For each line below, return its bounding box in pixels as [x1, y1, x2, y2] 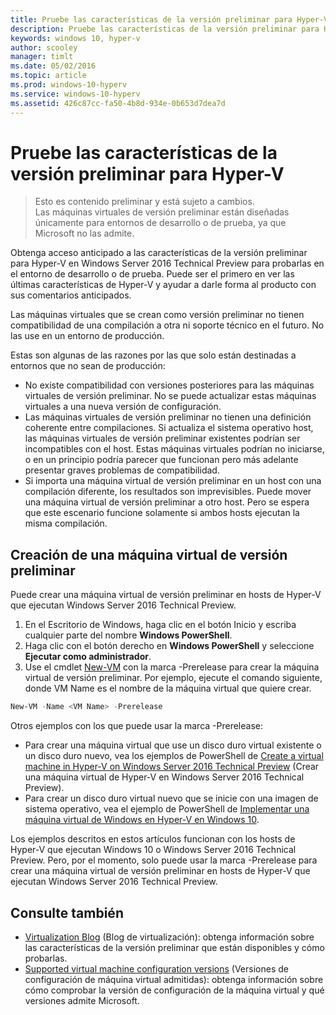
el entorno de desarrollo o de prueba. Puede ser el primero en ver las [10, 268, 295, 280]
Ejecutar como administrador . [24, 651, 152, 663]
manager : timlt [10, 52, 74, 62]
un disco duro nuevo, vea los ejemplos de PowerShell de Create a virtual [24, 750, 324, 762]
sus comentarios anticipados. [10, 289, 132, 301]
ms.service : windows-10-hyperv [10, 89, 141, 99]
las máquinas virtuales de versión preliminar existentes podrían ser [24, 432, 301, 445]
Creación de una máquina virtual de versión [10, 546, 288, 563]
